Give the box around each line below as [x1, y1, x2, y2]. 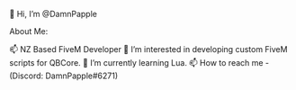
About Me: [9, 26, 49, 36]
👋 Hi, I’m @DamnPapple [9, 9, 97, 19]
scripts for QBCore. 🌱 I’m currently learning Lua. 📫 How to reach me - [9, 58, 270, 67]
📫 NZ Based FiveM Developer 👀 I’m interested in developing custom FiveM [9, 44, 288, 54]
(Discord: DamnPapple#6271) [9, 70, 119, 81]
